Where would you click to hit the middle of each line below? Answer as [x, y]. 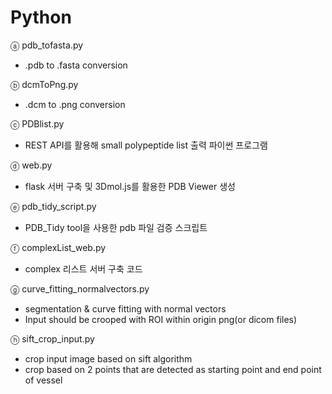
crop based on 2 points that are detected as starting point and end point [173, 369]
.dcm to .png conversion [75, 104]
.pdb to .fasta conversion [76, 65]
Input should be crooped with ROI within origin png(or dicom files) [161, 319]
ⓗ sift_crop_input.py [52, 338]
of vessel [43, 380]
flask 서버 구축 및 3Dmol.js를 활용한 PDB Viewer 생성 [130, 186]
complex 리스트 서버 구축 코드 [83, 268]
